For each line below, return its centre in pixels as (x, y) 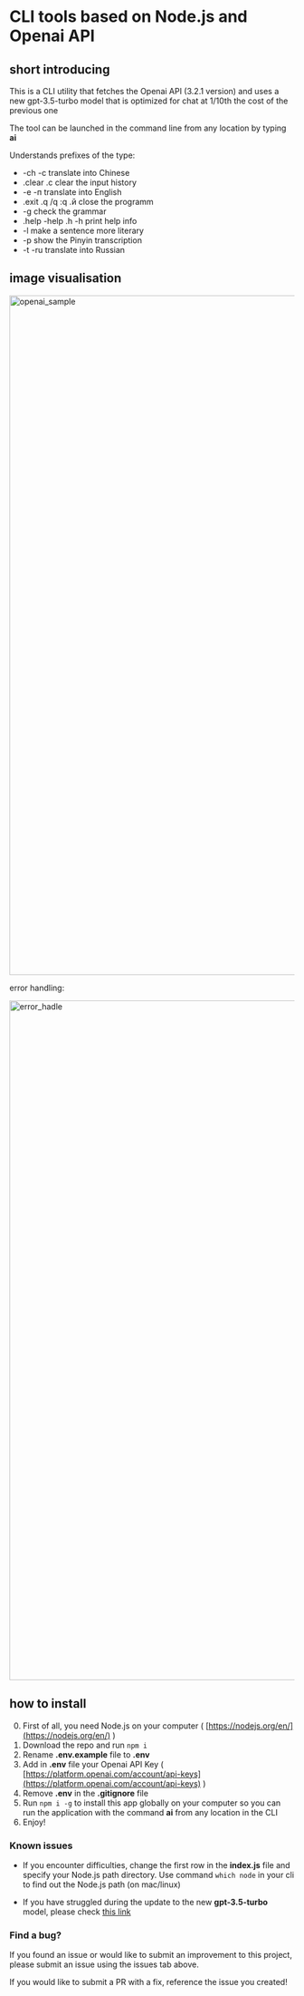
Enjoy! (34, 1822)
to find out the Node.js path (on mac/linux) (101, 1884)
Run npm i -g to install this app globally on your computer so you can (152, 1803)
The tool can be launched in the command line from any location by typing (148, 128)
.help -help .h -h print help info (80, 221)
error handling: (37, 988)
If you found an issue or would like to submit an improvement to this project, (151, 1955)
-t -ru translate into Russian (73, 250)
